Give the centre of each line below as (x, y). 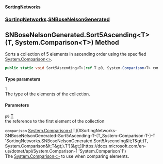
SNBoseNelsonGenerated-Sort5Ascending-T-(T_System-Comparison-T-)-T (80, 135)
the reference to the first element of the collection (55, 121)
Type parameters (23, 79)
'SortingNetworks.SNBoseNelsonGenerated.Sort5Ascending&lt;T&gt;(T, (77, 141)
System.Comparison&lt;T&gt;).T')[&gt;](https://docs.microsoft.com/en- (76, 146)
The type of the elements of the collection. (48, 94)
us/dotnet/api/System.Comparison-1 (41, 151)
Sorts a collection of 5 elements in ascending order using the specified (76, 54)
